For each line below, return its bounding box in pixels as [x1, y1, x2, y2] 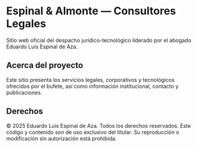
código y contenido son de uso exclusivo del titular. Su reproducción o [6, 128, 180, 136]
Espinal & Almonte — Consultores [6, 4, 176, 18]
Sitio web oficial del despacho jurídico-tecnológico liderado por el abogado [6, 36, 192, 44]
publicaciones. [6, 88, 42, 96]
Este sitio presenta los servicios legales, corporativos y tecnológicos [6, 76, 175, 83]
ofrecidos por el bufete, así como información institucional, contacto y [6, 82, 179, 90]
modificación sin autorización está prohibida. [6, 134, 117, 142]
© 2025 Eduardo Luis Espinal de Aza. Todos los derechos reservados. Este [6, 122, 191, 129]
